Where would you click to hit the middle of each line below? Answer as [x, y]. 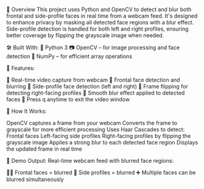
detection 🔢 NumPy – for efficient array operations [69, 56]
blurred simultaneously [35, 179]
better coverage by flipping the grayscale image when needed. [85, 35]
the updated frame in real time [44, 149]
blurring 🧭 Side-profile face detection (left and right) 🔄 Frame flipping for [97, 86]
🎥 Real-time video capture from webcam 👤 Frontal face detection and [93, 80]
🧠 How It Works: [26, 111]
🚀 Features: [21, 68]
